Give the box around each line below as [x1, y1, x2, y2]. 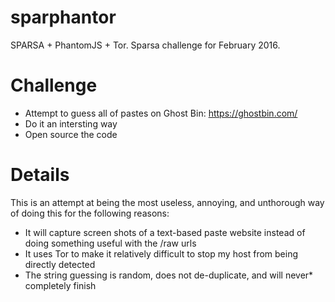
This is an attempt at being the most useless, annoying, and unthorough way [10, 196, 325, 208]
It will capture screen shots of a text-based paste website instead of [24, 226, 306, 238]
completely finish [24, 279, 97, 291]
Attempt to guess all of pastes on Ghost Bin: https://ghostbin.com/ [24, 107, 298, 119]
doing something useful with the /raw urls [24, 237, 197, 249]
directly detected [24, 258, 96, 270]
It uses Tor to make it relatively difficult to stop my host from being [24, 247, 299, 260]
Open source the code [24, 128, 118, 140]
